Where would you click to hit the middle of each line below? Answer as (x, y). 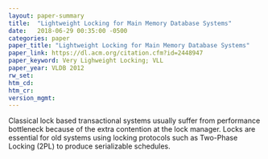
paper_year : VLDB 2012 (46, 68)
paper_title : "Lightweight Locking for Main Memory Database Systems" (129, 46)
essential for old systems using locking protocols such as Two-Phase (123, 138)
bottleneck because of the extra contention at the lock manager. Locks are (132, 129)
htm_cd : (21, 83)
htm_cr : (21, 90)
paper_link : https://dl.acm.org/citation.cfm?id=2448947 (106, 53)
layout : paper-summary (46, 16)
